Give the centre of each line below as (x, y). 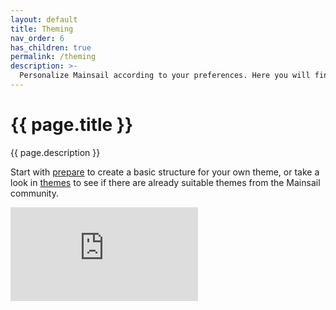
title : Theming (42, 29)
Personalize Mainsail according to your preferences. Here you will (165, 76)
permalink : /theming (53, 57)
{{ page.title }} (72, 125)
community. (34, 193)
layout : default (44, 19)
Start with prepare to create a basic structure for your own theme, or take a (165, 172)
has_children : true (51, 47)
